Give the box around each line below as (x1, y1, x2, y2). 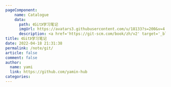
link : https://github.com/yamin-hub (10, 70, 88, 75)
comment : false (5, 55, 38, 60)
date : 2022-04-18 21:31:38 (5, 41, 63, 46)
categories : (5, 74, 31, 79)
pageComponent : (5, 7, 38, 13)
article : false (5, 50, 38, 55)
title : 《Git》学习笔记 (5, 36, 47, 41)
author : (5, 60, 22, 65)
